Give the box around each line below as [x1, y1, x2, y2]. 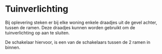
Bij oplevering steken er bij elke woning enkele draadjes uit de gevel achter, [5, 19, 158, 25]
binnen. [5, 44, 21, 50]
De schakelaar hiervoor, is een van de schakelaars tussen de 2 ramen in [5, 39, 151, 45]
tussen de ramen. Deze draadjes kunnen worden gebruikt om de [5, 24, 135, 30]
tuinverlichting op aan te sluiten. [5, 30, 70, 36]
